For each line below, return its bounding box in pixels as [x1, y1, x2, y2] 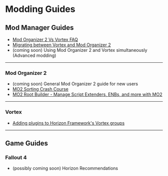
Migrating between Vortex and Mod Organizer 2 [12, 42, 111, 48]
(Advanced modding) [12, 52, 56, 58]
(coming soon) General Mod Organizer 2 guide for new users [12, 81, 138, 87]
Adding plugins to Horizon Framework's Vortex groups [12, 120, 125, 126]
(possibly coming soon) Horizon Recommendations [12, 166, 118, 172]
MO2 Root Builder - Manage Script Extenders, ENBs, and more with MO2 [12, 91, 162, 98]
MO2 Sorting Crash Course [12, 86, 68, 92]
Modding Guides [5, 3, 75, 15]
